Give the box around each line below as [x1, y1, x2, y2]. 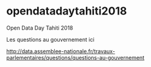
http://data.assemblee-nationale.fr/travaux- [6, 47, 116, 55]
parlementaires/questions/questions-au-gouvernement [6, 54, 145, 61]
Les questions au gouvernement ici [6, 36, 94, 43]
